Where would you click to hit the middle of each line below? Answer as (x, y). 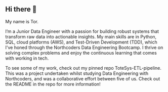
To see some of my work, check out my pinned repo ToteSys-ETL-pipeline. (83, 68)
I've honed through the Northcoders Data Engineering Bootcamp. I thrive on (84, 47)
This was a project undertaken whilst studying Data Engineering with (77, 73)
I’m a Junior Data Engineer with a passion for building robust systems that (82, 31)
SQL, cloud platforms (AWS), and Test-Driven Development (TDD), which (81, 42)
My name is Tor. (22, 21)
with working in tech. (27, 58)
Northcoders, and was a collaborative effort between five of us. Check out (83, 78)
